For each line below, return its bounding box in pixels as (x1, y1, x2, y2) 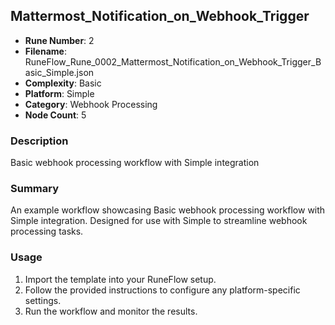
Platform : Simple (24, 87, 95, 99)
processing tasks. (10, 225, 84, 238)
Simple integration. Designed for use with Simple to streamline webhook (10, 215, 308, 227)
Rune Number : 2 (24, 34, 95, 46)
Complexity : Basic (24, 77, 102, 89)
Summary (10, 182, 60, 196)
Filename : (24, 45, 67, 57)
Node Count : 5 (24, 109, 87, 121)
